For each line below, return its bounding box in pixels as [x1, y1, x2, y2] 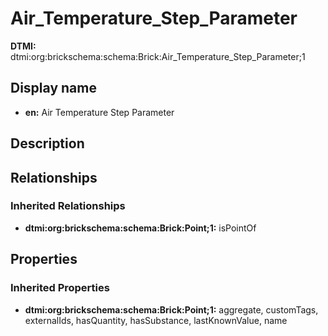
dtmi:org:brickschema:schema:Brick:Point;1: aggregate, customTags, [24, 303, 319, 316]
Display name [10, 80, 97, 97]
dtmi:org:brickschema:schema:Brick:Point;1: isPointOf [24, 222, 257, 234]
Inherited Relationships [10, 199, 126, 213]
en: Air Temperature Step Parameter [24, 106, 175, 118]
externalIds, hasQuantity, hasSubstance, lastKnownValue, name [24, 314, 288, 326]
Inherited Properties [10, 281, 110, 295]
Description [10, 135, 85, 152]
